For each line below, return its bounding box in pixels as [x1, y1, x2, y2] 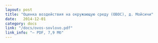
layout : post [5, 7, 33, 12]
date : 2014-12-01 [5, 16, 46, 21]
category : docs [5, 21, 37, 26]
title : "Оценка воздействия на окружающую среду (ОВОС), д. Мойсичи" [5, 12, 154, 17]
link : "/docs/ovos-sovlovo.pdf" [5, 26, 73, 31]
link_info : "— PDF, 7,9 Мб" [5, 30, 64, 35]
